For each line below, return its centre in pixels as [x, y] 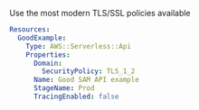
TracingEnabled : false [76, 96]
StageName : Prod [64, 88]
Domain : [48, 63]
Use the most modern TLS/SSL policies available [100, 13]
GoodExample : [42, 38]
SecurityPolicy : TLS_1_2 [89, 71]
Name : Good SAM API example [86, 80]
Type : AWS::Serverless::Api [78, 46]
